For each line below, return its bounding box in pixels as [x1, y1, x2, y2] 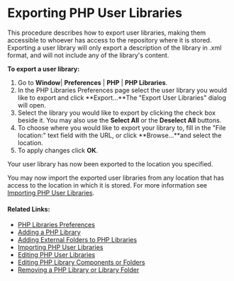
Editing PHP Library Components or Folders [17, 258, 145, 267]
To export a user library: [7, 64, 80, 73]
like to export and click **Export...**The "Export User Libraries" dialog [17, 93, 227, 102]
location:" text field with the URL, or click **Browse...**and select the [17, 131, 222, 139]
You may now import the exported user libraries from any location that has [7, 173, 225, 182]
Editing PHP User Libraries [17, 251, 96, 259]
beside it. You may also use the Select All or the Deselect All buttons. [17, 115, 222, 125]
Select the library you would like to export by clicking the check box [17, 108, 216, 117]
